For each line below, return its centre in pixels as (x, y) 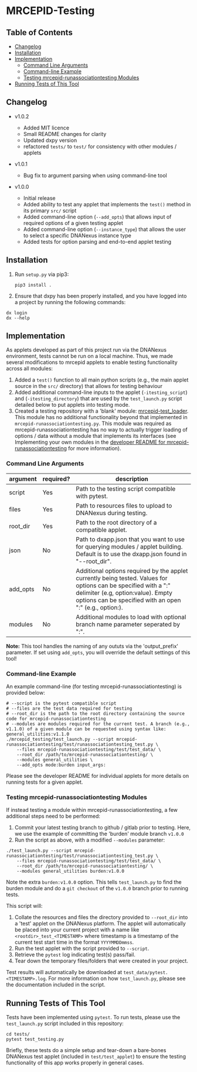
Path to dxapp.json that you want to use (130, 539)
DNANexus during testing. (112, 513)
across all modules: (30, 369)
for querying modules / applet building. (129, 546)
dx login (17, 313)
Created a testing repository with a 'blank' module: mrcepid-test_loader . (101, 411)
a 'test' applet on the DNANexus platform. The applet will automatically (100, 924)
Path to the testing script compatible (126, 489)
